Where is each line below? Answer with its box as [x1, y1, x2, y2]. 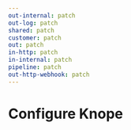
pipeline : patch [8, 63, 62, 71]
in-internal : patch [8, 56, 73, 64]
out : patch [8, 41, 44, 49]
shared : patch [8, 26, 55, 34]
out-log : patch [8, 19, 58, 27]
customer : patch [8, 33, 62, 42]
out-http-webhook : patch [8, 71, 90, 78]
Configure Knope [8, 105, 124, 123]
